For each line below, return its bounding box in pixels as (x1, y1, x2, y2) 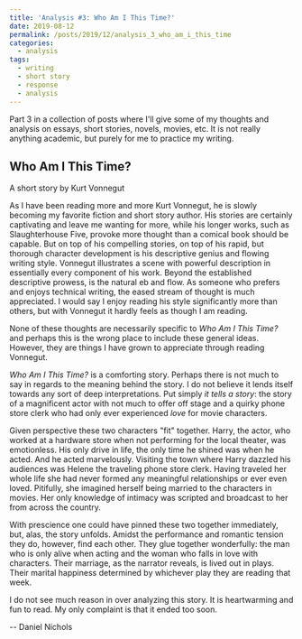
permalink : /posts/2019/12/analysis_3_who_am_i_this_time (9, 30, 232, 39)
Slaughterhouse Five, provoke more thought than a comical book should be (9, 229, 289, 240)
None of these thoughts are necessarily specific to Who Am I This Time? (9, 323, 279, 334)
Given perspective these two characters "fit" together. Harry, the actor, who (9, 425, 291, 436)
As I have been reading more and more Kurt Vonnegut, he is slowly (9, 200, 258, 211)
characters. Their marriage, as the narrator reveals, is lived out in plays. (9, 558, 275, 569)
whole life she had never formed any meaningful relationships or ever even (9, 473, 288, 484)
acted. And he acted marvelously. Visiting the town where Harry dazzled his (9, 454, 291, 465)
